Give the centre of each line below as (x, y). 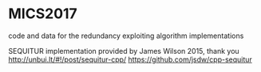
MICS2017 (43, 14)
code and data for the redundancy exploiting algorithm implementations (126, 36)
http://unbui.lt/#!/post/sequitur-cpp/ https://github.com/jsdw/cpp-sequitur (130, 59)
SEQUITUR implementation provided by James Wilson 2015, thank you (124, 51)
